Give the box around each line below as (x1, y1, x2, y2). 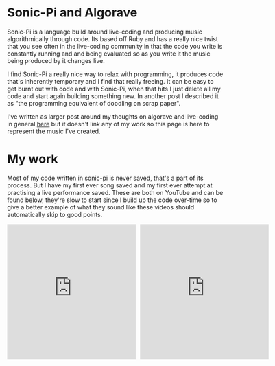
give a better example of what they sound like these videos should (7, 203, 195, 211)
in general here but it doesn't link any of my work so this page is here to (7, 119, 210, 128)
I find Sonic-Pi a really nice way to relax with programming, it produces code (7, 70, 224, 78)
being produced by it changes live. (7, 56, 105, 65)
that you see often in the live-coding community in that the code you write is (7, 42, 223, 50)
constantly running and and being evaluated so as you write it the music (7, 49, 211, 58)
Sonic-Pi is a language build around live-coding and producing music (7, 27, 202, 36)
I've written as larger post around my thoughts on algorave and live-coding (7, 112, 219, 121)
